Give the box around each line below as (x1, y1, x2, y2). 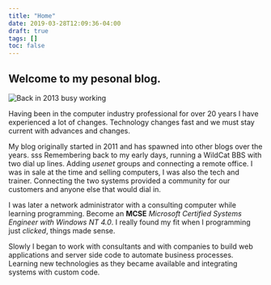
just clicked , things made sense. (8, 225, 116, 235)
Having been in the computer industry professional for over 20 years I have (8, 108, 259, 118)
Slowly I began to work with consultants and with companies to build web (8, 241, 253, 251)
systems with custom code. (8, 267, 100, 277)
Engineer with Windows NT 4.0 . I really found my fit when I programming (8, 217, 251, 227)
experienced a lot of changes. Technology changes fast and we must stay (8, 117, 255, 127)
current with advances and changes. (8, 126, 131, 136)
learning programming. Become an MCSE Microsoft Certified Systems (8, 208, 243, 218)
